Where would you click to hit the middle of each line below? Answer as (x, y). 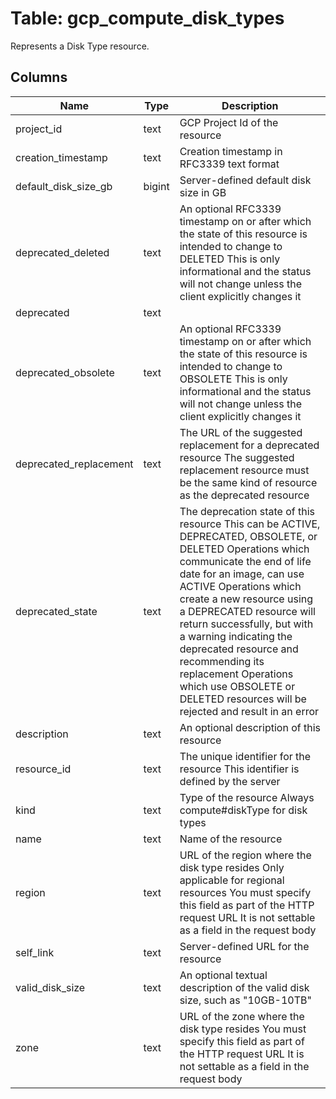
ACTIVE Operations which (240, 586)
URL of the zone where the (242, 1016)
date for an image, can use (242, 574)
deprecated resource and (239, 649)
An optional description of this (250, 727)
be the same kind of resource (248, 482)
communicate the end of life (245, 561)
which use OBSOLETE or (237, 686)
